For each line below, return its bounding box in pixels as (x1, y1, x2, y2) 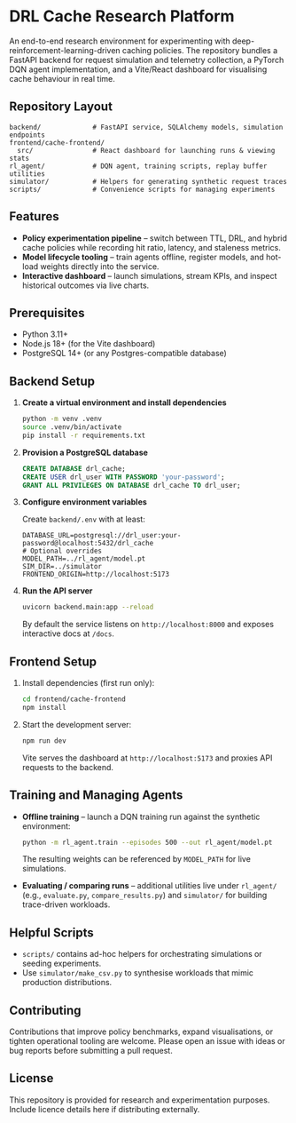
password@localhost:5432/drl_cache (21, 539, 154, 548)
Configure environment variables (21, 497, 148, 507)
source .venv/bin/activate (21, 423, 122, 432)
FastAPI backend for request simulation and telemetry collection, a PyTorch (9, 54, 284, 65)
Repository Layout (9, 100, 113, 115)
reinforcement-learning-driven (9, 44, 121, 55)
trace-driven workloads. (21, 899, 111, 910)
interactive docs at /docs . (21, 628, 115, 639)
